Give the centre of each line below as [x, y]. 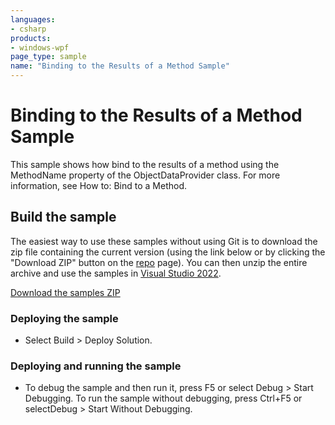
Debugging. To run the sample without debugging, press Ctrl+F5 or [163, 398]
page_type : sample [48, 57]
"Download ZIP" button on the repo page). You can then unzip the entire [159, 262]
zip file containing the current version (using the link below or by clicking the [168, 252]
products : [31, 38]
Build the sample [63, 217]
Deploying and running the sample [96, 366]
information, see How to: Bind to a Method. [99, 185]
